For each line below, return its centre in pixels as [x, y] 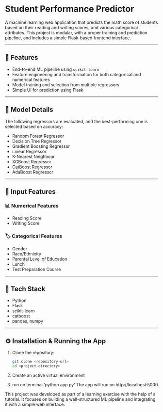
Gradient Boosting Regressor [41, 146]
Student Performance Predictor [70, 9]
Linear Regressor [29, 151]
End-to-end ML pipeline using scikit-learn [56, 69]
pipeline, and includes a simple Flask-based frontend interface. [68, 38]
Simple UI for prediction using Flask [48, 90]
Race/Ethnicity [26, 254]
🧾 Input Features [30, 192]
